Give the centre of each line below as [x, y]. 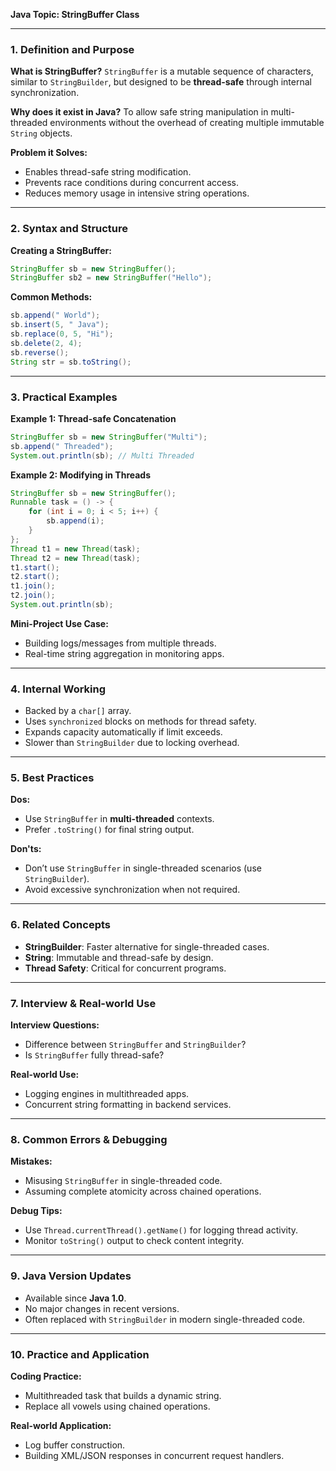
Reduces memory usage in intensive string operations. [137, 193]
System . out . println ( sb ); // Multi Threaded [102, 455]
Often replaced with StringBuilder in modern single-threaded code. [165, 1319]
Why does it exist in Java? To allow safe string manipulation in [139, 112]
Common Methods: [51, 297]
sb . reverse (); [40, 352]
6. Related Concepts [60, 925]
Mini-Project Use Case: [59, 623]
